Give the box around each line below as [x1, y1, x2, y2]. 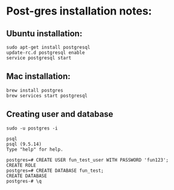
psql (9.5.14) [6, 141, 42, 147]
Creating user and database [6, 109, 114, 119]
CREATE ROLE [6, 162, 36, 168]
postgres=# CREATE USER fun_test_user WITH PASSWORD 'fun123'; [6, 157, 169, 163]
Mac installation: [6, 71, 71, 82]
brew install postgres [6, 87, 63, 93]
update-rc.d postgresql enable [6, 50, 85, 56]
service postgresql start [6, 55, 71, 61]
